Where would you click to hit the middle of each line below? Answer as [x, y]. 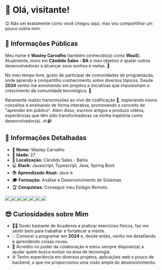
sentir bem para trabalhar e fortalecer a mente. [59, 231]
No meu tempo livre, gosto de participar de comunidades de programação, [80, 75]
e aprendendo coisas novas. [40, 241]
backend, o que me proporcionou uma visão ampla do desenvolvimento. [84, 262]
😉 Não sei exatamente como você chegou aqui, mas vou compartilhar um [79, 23]
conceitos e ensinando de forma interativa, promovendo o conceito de [75, 105]
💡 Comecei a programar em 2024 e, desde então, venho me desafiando [84, 236]
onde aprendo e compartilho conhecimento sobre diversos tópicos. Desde [79, 80]
